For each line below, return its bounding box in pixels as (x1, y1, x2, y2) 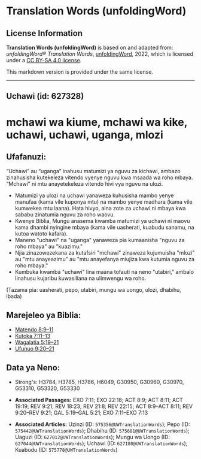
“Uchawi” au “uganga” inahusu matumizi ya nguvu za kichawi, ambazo (6, 168, 181, 175)
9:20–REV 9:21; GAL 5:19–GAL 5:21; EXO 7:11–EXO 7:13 (14, 409, 148, 416)
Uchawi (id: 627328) (6, 91, 84, 101)
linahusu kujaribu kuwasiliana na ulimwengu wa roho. (14, 274, 147, 282)
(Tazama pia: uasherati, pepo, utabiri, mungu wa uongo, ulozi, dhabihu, (6, 286, 181, 294)
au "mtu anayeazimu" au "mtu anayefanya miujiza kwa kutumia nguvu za (14, 256, 195, 263)
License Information (6, 28, 83, 38)
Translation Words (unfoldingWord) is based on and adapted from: (6, 44, 173, 51)
